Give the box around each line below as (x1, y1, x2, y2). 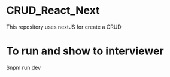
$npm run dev (6, 64, 41, 71)
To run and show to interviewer (6, 44, 164, 58)
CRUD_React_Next (6, 4, 100, 17)
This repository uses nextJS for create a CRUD (6, 23, 122, 30)
